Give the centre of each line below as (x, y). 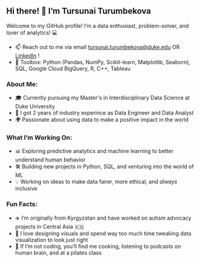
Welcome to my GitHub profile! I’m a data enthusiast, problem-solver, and (98, 25)
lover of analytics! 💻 (32, 32)
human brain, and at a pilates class (58, 252)
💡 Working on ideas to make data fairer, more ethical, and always (96, 182)
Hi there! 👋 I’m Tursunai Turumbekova (79, 11)
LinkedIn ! (27, 56)
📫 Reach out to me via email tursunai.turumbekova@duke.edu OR (97, 47)
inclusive (26, 189)
